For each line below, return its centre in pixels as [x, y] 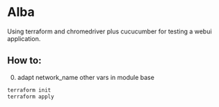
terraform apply [31, 97]
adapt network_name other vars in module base [86, 77]
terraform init [29, 90]
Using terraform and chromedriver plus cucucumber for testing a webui [109, 31]
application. [24, 38]
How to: [24, 61]
